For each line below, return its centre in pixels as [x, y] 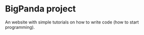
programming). [20, 27]
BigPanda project [41, 9]
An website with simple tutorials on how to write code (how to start [72, 22]
